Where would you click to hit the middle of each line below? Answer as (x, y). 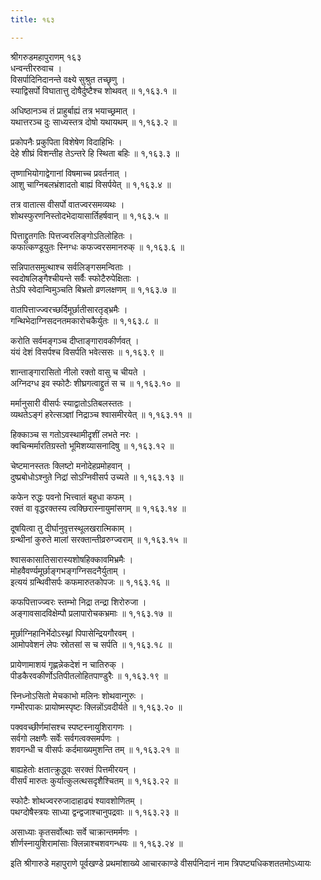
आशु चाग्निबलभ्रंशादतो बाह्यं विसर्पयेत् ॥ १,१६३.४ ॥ (91, 184)
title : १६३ (32, 19)
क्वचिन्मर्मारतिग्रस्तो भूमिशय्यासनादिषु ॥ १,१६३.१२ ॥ (92, 445)
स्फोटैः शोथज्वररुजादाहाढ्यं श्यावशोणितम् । (76, 800)
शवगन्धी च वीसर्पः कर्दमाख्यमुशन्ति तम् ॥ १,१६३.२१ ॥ (95, 749)
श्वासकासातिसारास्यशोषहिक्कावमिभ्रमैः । (72, 559)
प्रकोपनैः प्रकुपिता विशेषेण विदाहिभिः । (66, 142)
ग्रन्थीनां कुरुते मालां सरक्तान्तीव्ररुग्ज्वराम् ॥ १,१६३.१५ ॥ (99, 539)
